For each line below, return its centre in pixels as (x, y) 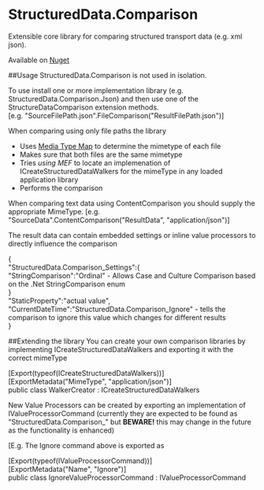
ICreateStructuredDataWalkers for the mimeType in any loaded (121, 171)
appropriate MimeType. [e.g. (54, 211)
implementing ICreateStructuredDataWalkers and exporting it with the (121, 349)
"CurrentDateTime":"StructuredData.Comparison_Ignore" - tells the (117, 309)
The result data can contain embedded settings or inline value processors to (132, 235)
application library (49, 180)
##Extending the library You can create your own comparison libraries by (127, 341)
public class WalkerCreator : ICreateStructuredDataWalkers (104, 390)
